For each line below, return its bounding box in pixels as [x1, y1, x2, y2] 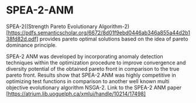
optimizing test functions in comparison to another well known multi [6, 77, 170, 85]
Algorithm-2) [98, 23, 130, 30]
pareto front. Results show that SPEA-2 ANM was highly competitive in [6, 71, 177, 78]
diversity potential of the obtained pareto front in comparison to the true [6, 65, 180, 72]
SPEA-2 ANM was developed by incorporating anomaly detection [6, 53, 164, 60]
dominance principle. [6, 42, 57, 49]
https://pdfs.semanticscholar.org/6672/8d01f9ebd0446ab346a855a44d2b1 [8, 29, 190, 36]
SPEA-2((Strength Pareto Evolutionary [6, 23, 98, 30]
